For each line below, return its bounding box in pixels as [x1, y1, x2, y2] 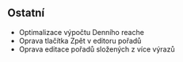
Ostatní [7, 6, 45, 20]
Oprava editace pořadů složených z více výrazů [18, 44, 175, 54]
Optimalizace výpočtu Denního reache [18, 27, 144, 37]
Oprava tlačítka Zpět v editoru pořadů [18, 36, 142, 45]
